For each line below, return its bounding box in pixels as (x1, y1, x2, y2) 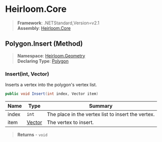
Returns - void (17, 132, 48, 138)
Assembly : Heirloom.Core (17, 25, 71, 31)
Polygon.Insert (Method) (5, 40, 83, 48)
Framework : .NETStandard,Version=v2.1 (17, 20, 100, 26)
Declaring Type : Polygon (17, 58, 69, 64)
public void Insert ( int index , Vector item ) (5, 91, 99, 96)
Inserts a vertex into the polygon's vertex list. (5, 82, 97, 88)
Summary (89, 102, 113, 109)
